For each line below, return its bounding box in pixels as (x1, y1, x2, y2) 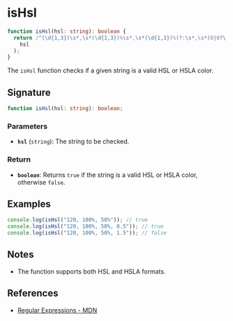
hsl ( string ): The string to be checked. (17, 137, 130, 146)
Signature (7, 86, 51, 98)
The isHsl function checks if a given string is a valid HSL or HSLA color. (7, 66, 214, 75)
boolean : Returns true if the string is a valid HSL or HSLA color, (17, 171, 198, 179)
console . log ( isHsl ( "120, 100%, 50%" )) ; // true (7, 217, 149, 224)
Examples (7, 198, 51, 210)
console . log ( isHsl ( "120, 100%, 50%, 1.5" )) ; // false (7, 230, 167, 237)
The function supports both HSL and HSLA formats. (17, 267, 166, 276)
